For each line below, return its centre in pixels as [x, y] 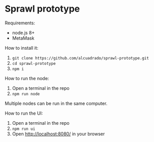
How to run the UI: [24, 113]
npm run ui [24, 129]
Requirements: [20, 23]
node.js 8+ [23, 32]
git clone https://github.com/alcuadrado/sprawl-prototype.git [81, 58]
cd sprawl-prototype [34, 63]
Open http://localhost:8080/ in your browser [58, 134]
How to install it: [22, 48]
